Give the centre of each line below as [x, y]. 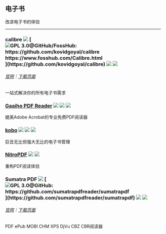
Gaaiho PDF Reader [29, 106]
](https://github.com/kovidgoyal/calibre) [55, 64]
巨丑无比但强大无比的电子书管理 [38, 142]
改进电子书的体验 [22, 22]
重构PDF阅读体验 [22, 166]
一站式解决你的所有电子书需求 [35, 92]
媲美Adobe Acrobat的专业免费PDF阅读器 [46, 117]
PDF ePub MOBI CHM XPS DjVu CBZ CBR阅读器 [54, 226]
